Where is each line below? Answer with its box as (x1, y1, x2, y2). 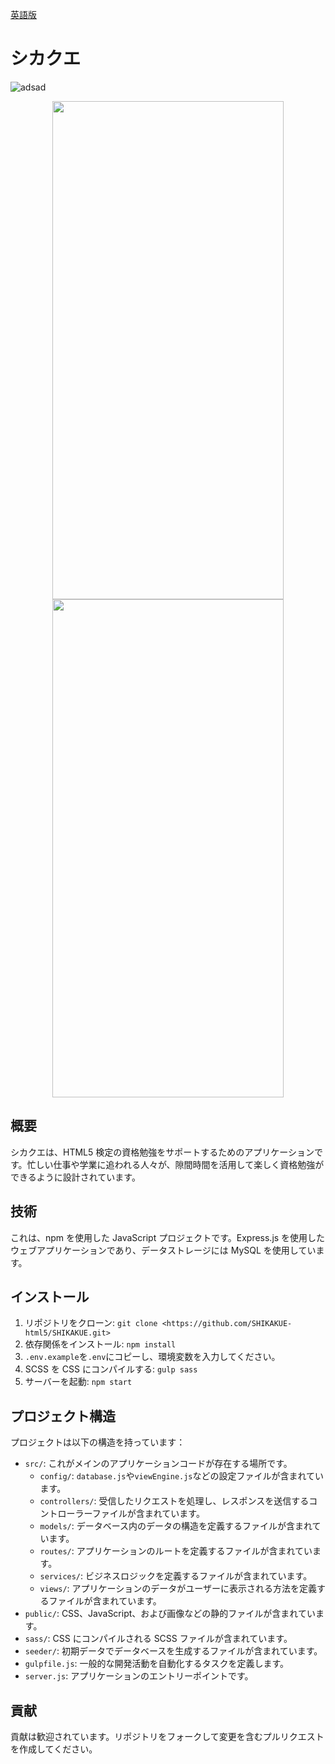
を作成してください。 (10, 1743, 98, 1755)
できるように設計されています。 (10, 1171, 141, 1183)
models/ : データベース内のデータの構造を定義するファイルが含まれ (39, 1520, 313, 1532)
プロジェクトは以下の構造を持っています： (10, 1436, 186, 1448)
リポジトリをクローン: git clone (24, 1317, 158, 1329)
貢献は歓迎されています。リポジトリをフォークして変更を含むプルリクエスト (10, 1731, 325, 1742)
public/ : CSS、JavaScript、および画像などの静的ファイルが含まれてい (24, 1608, 316, 1620)
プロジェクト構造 (10, 1408, 116, 1425)
